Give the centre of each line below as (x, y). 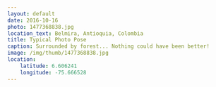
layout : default (31, 14)
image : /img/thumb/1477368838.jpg (58, 53)
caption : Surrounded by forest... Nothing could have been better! (109, 46)
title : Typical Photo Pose (47, 40)
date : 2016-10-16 (33, 20)
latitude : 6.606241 (49, 66)
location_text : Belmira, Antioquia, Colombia (75, 33)
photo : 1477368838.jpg (41, 27)
